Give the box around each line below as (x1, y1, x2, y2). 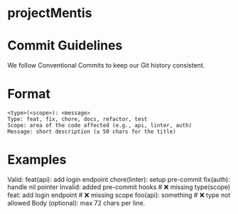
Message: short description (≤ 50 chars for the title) (7, 128, 176, 136)
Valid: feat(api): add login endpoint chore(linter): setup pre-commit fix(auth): (7, 176, 231, 183)
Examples (7, 151, 67, 168)
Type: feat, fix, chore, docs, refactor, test (7, 116, 148, 123)
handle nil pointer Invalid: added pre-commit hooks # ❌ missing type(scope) (7, 183, 231, 191)
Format (7, 86, 51, 102)
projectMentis (7, 5, 92, 21)
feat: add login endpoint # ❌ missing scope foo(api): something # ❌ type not (7, 191, 231, 199)
